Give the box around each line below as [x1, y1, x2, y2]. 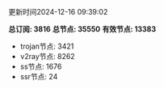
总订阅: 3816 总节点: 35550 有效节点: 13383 [8, 24, 157, 34]
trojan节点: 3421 [19, 41, 74, 51]
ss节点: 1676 [19, 61, 62, 71]
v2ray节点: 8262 [19, 52, 75, 61]
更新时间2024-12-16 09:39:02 [8, 7, 108, 16]
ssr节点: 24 [19, 72, 58, 81]
